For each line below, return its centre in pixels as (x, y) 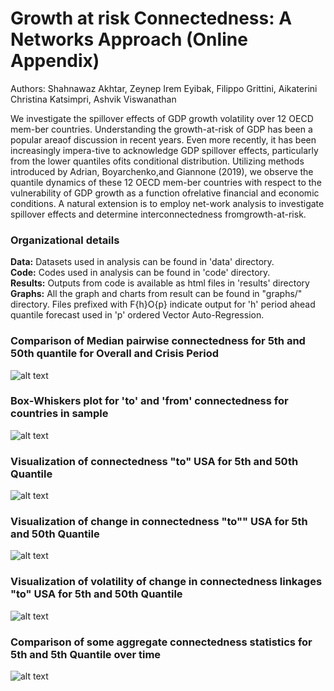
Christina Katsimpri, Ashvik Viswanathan (93, 99)
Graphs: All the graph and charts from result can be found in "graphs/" (156, 294)
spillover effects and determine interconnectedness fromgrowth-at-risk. (158, 214)
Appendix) (55, 61)
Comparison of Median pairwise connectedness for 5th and (158, 341)
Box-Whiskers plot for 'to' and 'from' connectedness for (149, 401)
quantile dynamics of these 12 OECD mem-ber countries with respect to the (166, 182)
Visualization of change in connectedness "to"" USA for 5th (159, 522)
